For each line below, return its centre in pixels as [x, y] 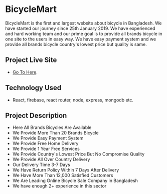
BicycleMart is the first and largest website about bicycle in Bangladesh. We [83, 23]
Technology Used [33, 88]
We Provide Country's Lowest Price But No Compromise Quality [78, 154]
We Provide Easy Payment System [48, 138]
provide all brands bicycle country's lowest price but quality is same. [76, 44]
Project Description [36, 115]
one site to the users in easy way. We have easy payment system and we [81, 39]
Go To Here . [25, 72]
